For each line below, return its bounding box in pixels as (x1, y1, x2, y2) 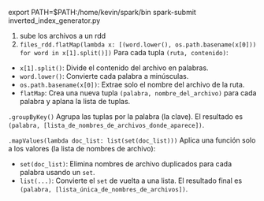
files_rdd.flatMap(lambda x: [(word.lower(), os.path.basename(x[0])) (19, 41, 257, 49)
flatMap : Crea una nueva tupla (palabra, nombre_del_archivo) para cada (19, 88, 257, 98)
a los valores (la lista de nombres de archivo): (8, 144, 156, 153)
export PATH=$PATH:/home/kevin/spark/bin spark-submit (8, 8, 197, 17)
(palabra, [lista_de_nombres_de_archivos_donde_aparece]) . (8, 121, 205, 129)
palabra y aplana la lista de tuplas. (19, 97, 131, 106)
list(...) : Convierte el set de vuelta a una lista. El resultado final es (19, 176, 243, 185)
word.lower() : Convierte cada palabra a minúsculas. (19, 72, 189, 80)
